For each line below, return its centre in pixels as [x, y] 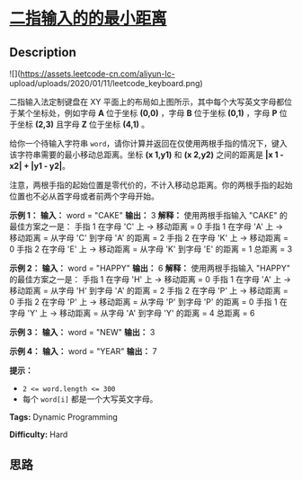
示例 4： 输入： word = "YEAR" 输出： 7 [83, 351]
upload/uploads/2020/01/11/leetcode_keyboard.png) [107, 83]
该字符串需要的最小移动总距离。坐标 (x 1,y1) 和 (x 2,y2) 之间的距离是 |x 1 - [147, 155]
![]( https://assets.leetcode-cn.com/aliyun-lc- [92, 74]
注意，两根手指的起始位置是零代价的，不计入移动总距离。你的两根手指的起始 [151, 185]
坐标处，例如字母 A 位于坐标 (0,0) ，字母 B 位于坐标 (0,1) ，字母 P [155, 113]
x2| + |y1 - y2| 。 [40, 166]
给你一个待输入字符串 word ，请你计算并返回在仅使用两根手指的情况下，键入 [148, 143]
